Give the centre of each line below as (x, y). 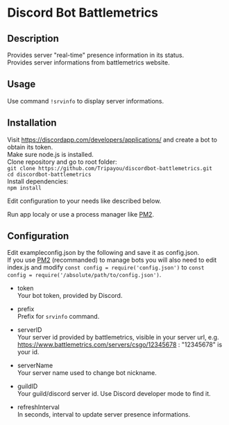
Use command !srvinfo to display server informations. (86, 101)
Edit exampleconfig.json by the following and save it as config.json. (103, 253)
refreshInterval (39, 407)
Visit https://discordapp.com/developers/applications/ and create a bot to (112, 140)
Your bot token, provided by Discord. (70, 296)
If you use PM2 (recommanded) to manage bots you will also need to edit (112, 260)
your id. (28, 352)
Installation (32, 123)
